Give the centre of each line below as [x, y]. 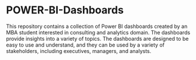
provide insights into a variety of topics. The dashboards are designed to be [97, 38]
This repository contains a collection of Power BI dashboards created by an [97, 26]
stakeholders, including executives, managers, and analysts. [79, 51]
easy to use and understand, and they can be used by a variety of [85, 45]
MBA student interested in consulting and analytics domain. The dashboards [98, 32]
